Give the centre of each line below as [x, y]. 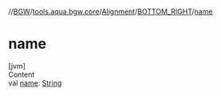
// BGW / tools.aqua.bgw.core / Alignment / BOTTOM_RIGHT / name [110, 12]
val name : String [35, 82]
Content [22, 74]
